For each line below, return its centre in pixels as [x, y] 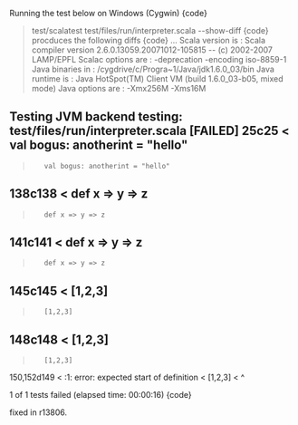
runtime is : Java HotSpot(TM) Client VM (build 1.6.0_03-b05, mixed [157, 79]
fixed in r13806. [38, 412]
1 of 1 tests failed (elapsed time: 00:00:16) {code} [101, 395]
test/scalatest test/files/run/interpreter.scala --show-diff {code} [150, 30]
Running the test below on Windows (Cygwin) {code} [109, 13]
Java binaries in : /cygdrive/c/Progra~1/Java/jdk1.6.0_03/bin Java [153, 69]
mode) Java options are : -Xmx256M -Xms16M [119, 88]
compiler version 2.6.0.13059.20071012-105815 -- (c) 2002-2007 [152, 50]
